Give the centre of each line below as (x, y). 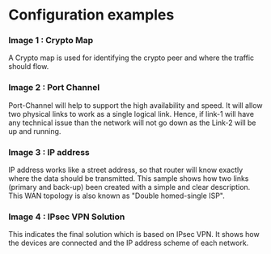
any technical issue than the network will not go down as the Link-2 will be (132, 123)
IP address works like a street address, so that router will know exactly (126, 170)
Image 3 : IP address (49, 152)
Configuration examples (91, 15)
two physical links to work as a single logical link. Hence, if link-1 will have (131, 114)
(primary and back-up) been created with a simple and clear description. (129, 187)
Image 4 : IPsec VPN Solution (67, 217)
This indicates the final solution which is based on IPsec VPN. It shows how (134, 235)
